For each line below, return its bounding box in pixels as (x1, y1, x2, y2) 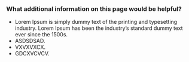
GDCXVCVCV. (14, 50, 50, 57)
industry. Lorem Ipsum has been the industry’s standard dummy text (14, 24, 184, 32)
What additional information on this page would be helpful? (6, 5, 182, 13)
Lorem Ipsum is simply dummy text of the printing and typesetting (14, 18, 178, 26)
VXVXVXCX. (14, 44, 46, 51)
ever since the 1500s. (14, 31, 68, 38)
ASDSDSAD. (14, 38, 45, 45)
